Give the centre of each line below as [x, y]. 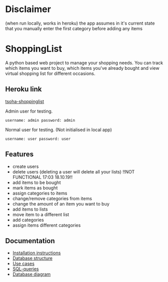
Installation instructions [37, 253]
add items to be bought [37, 182]
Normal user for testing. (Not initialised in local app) [59, 130]
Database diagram [32, 274]
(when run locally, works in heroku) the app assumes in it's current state [80, 23]
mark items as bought [35, 187]
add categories [28, 220]
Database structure [32, 258]
